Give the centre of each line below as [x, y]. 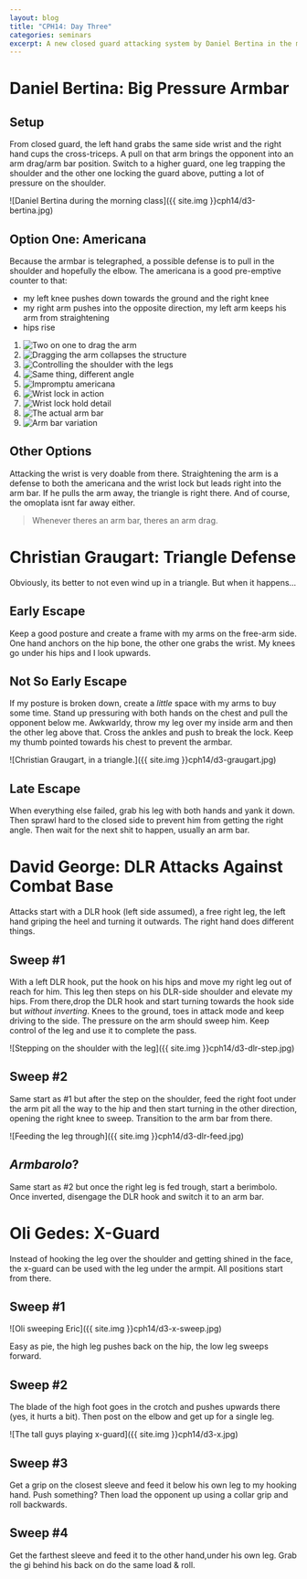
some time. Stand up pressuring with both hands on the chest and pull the [148, 713]
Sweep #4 [39, 1533]
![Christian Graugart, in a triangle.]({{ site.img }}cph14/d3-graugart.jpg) [143, 760]
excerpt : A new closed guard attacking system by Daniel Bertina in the [151, 43]
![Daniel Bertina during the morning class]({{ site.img [109, 201]
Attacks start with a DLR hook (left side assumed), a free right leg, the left [148, 912]
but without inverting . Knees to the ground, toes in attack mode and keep [147, 1011]
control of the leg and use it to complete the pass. [103, 1030]
